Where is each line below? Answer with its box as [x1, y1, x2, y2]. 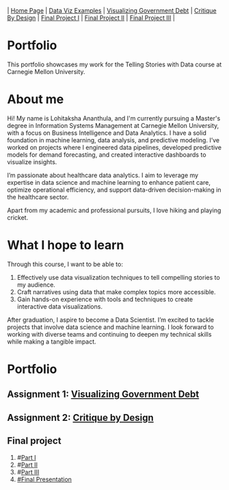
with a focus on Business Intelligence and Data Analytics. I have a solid [7, 129, 207, 137]
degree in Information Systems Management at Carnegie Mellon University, [7, 121, 219, 129]
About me [7, 92, 64, 107]
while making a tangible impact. [7, 337, 97, 346]
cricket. [7, 213, 29, 222]
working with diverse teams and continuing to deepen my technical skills [7, 330, 212, 338]
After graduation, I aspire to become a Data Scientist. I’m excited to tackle [7, 315, 214, 324]
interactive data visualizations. [16, 302, 103, 311]
